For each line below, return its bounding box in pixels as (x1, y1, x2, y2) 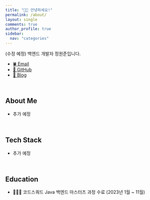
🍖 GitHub (12, 66, 32, 72)
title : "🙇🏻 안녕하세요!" (5, 7, 53, 13)
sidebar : (5, 31, 24, 36)
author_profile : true (5, 27, 52, 32)
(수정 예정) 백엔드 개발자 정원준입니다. (5, 51, 81, 57)
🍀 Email (12, 61, 30, 67)
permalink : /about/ (5, 12, 47, 17)
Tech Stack (5, 136, 42, 144)
